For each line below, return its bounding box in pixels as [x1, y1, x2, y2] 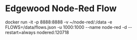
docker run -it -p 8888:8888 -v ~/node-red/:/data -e [5, 19, 112, 25]
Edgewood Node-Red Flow [5, 3, 117, 14]
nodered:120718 [36, 29, 69, 35]
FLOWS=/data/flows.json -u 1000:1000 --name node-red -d [5, 24, 127, 30]
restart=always [5, 29, 36, 35]
